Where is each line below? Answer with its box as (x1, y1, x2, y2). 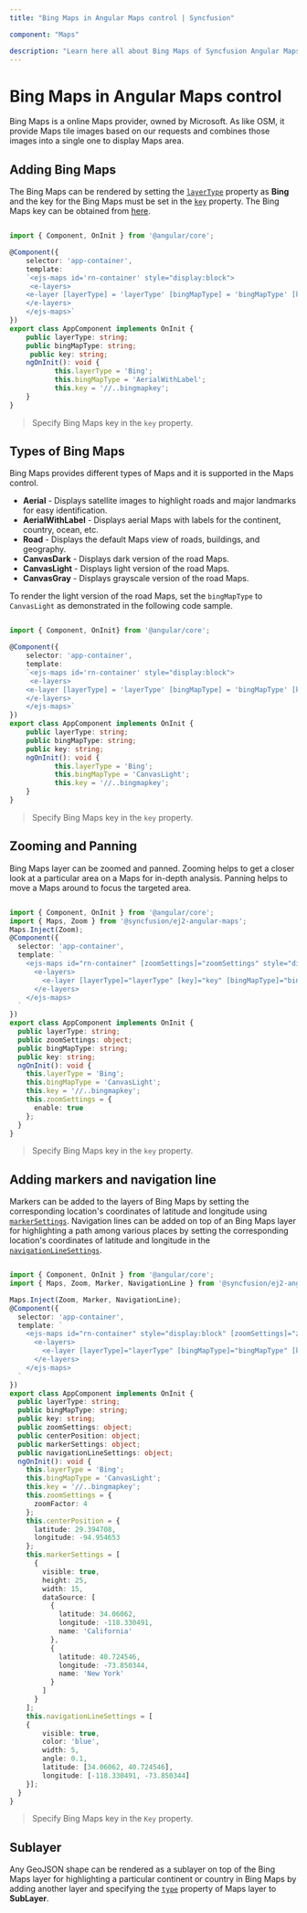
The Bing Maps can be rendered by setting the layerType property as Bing (9, 186, 290, 197)
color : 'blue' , (42, 1738, 101, 1747)
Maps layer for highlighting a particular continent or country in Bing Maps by (9, 1874, 297, 1885)
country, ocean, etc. (22, 525, 99, 536)
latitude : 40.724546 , (58, 1652, 142, 1662)
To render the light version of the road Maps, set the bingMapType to (9, 590, 263, 601)
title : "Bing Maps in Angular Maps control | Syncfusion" (9, 13, 235, 23)
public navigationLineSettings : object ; (17, 1448, 174, 1458)
